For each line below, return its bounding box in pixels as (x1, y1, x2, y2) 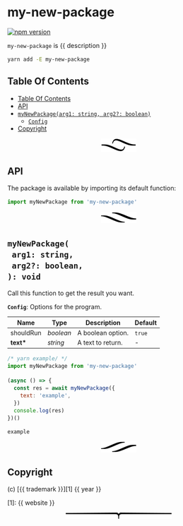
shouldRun (10, 328, 42, 337)
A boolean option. (77, 328, 129, 337)
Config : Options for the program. (7, 303, 102, 311)
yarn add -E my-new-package (7, 56, 90, 63)
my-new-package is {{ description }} (7, 41, 107, 49)
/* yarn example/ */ (7, 354, 69, 362)
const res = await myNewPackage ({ (13, 385, 115, 392)
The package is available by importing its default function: (7, 184, 177, 193)
